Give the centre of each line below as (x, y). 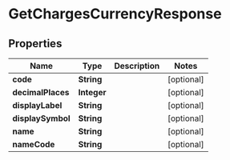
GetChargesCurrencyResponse (115, 14)
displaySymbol (41, 118)
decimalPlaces (41, 92)
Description (137, 66)
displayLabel (37, 105)
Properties (35, 44)
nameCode (34, 144)
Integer (92, 92)
